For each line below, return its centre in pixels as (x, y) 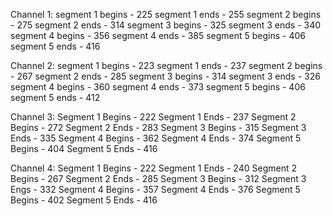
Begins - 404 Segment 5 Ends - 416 (84, 148)
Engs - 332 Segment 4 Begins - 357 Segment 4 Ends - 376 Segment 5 (155, 189)
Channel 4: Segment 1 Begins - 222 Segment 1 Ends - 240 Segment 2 (153, 168)
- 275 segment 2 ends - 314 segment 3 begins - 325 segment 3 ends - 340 (166, 25)
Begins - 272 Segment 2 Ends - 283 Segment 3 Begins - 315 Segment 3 (158, 127)
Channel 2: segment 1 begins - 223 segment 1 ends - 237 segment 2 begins (166, 65)
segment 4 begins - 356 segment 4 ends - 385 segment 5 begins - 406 (158, 35)
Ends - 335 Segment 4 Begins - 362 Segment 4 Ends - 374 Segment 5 (156, 138)
